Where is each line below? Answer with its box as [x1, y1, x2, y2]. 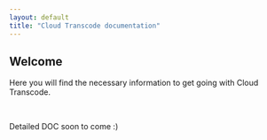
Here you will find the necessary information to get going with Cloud [9, 77, 259, 89]
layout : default [9, 12, 69, 22]
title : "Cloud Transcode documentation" [9, 21, 161, 30]
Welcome [9, 54, 63, 69]
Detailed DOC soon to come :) [9, 121, 119, 132]
